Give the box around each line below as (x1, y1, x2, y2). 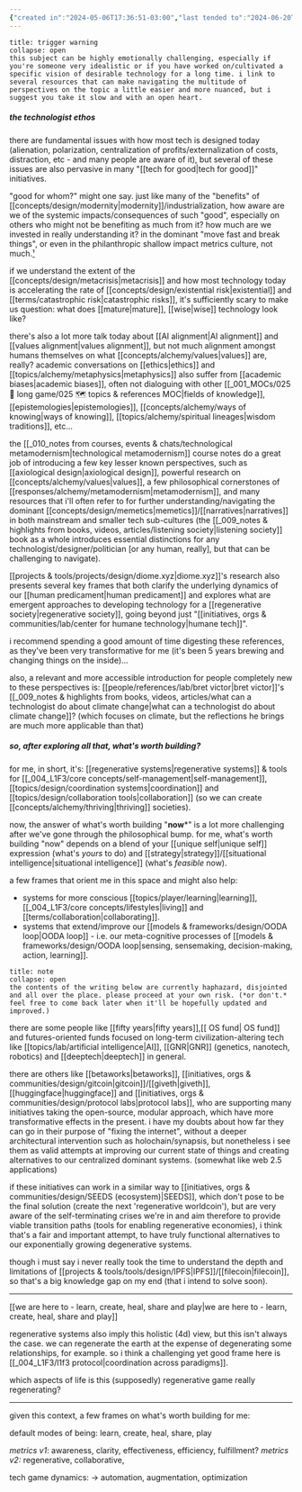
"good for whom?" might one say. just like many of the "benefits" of (9, 190, 261, 201)
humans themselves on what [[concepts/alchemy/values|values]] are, (9, 349, 268, 360)
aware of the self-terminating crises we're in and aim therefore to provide (9, 1210, 281, 1221)
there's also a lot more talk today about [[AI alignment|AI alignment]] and (9, 330, 279, 341)
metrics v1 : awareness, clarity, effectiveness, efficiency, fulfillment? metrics (9, 1444, 289, 1455)
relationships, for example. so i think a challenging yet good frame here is (9, 1347, 281, 1358)
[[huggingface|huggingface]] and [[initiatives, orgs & (9, 1087, 204, 1099)
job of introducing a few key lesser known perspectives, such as (9, 457, 248, 468)
